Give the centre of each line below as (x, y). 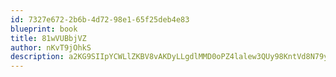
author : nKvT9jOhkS (51, 47)
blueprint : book (44, 29)
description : (37, 57)
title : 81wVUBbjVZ (48, 38)
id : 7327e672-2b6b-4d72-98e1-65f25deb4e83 (100, 19)
